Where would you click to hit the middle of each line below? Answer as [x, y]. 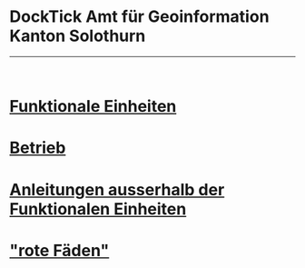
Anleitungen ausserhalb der [117, 189]
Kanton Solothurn [78, 36]
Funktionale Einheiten [93, 107]
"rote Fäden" [59, 250]
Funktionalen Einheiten [98, 208]
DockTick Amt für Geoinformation [139, 17]
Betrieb [38, 148]
